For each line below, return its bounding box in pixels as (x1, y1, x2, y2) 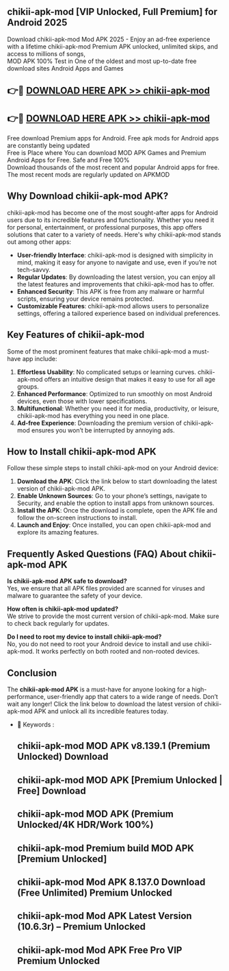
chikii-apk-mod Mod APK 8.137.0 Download (16, 876, 206, 888)
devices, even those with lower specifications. (16, 397, 148, 405)
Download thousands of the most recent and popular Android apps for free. (7, 163, 220, 171)
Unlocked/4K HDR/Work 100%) (16, 819, 154, 831)
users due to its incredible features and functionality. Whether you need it (7, 216, 214, 224)
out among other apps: (7, 237, 72, 246)
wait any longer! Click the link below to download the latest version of (7, 700, 203, 709)
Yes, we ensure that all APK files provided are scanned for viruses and (7, 585, 205, 593)
